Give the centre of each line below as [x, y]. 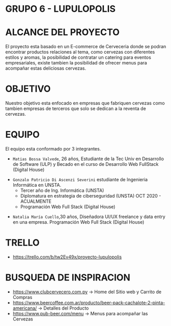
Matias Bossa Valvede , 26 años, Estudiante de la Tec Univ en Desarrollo [88, 159]
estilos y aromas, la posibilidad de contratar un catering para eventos [78, 57]
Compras [22, 297]
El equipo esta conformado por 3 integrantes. [53, 149]
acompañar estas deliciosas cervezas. [46, 68]
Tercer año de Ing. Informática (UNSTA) [62, 190]
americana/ [25, 308]
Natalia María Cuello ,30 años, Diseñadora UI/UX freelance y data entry [89, 216]
